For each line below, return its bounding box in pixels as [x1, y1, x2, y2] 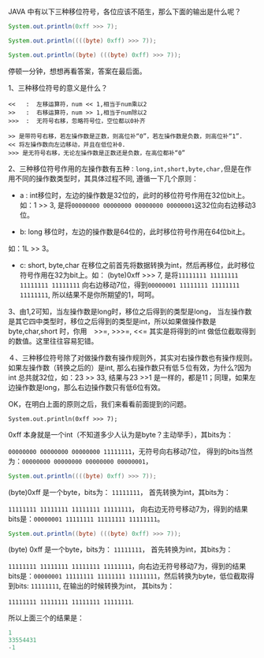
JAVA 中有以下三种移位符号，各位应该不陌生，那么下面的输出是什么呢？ [8, 7, 242, 16]
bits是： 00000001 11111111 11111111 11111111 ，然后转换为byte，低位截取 [8, 571, 248, 581]
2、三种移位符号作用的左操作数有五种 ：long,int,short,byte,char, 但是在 [8, 164, 245, 173]
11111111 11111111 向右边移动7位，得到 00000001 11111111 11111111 [19, 280, 240, 289]
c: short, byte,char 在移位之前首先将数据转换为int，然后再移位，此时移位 [19, 260, 255, 270]
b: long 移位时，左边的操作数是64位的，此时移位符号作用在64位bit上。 [19, 227, 250, 236]
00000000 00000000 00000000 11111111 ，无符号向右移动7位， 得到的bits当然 [8, 446, 254, 455]
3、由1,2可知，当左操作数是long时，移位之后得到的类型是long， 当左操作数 [8, 307, 252, 316]
